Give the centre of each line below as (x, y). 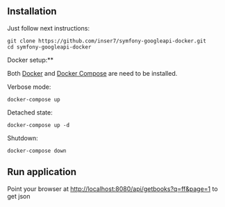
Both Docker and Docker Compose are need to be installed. (92, 73)
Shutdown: (23, 138)
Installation (32, 11)
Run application (42, 172)
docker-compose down (37, 151)
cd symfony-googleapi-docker (49, 47)
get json (19, 196)
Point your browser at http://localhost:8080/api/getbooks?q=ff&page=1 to (112, 189)
